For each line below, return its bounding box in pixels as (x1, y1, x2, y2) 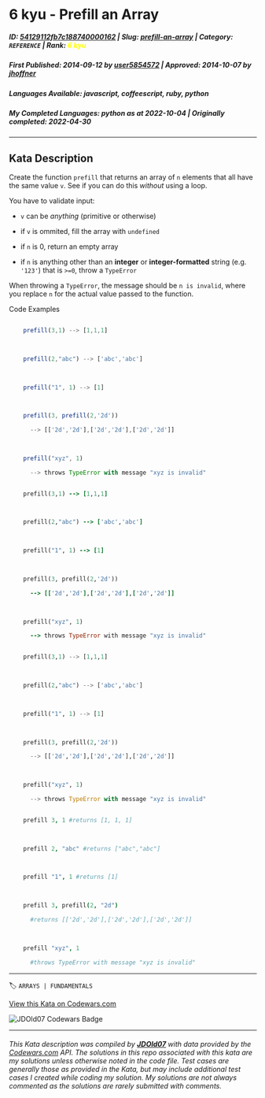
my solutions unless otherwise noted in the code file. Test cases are (9, 1056, 230, 1066)
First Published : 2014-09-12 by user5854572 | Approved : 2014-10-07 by (9, 61, 252, 70)
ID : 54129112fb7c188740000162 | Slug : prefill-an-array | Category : (9, 32, 234, 41)
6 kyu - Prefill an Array (9, 6, 160, 24)
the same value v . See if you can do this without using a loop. (9, 181, 208, 191)
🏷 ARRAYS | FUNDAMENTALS (9, 981, 93, 990)
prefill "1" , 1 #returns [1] (23, 873, 119, 881)
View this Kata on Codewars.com (9, 999, 117, 1008)
